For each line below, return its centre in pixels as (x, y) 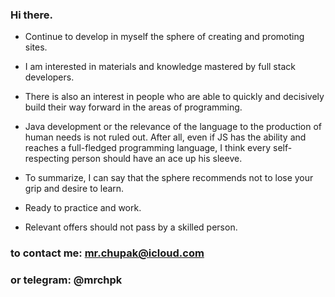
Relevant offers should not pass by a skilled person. (131, 227)
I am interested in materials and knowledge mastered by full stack (160, 67)
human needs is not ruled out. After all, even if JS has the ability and (165, 137)
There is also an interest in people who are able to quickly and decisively (174, 97)
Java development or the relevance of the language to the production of (173, 127)
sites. (36, 47)
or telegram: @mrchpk (66, 280)
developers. (49, 77)
